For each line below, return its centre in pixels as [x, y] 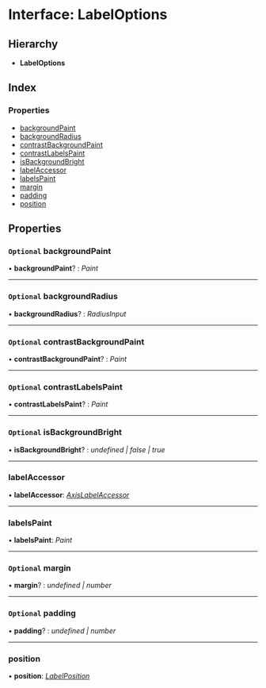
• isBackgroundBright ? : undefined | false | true [87, 449]
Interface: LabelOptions [88, 15]
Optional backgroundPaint [60, 251]
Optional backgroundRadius [63, 297]
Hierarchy [33, 44]
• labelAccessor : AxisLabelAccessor [69, 494]
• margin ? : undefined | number [60, 586]
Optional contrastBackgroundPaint [76, 341]
